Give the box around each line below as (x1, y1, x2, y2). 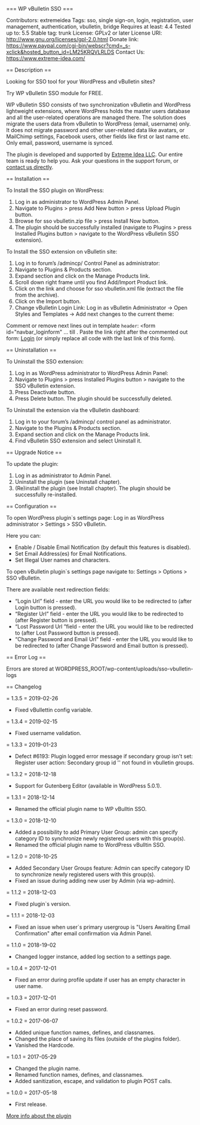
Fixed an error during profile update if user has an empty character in (14, 976, 186, 983)
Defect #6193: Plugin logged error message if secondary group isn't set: (14, 753, 193, 760)
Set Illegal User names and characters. (14, 556, 110, 563)
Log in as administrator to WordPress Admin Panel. (14, 199, 140, 205)
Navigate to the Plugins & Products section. (14, 425, 122, 431)
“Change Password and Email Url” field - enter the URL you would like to (14, 636, 193, 642)
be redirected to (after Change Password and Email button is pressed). (14, 642, 189, 649)
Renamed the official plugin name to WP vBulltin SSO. (14, 806, 147, 812)
